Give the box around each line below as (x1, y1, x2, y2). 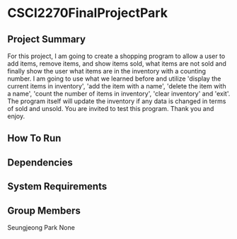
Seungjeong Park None (7, 223, 76, 231)
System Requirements (7, 180, 108, 192)
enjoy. (7, 112, 25, 120)
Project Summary (7, 33, 86, 45)
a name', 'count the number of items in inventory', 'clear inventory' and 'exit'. (7, 90, 231, 98)
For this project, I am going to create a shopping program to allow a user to (7, 52, 226, 60)
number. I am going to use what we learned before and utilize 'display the (7, 74, 221, 83)
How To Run (7, 132, 62, 144)
